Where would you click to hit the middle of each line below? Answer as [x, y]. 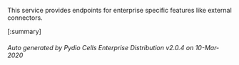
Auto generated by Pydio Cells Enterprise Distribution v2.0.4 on [101, 47]
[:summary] [24, 31]
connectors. [25, 18]
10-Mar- [207, 47]
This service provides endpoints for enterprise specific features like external [119, 10]
